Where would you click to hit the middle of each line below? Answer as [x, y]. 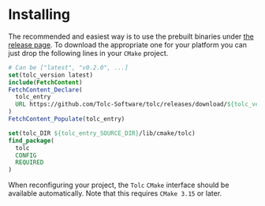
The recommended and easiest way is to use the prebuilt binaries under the [131, 36]
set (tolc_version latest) [50, 75]
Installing [39, 15]
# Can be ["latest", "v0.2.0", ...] [68, 67]
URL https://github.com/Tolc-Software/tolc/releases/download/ [121, 104]
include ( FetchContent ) [45, 82]
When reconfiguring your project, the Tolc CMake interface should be [119, 185]
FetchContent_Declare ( [45, 90]
